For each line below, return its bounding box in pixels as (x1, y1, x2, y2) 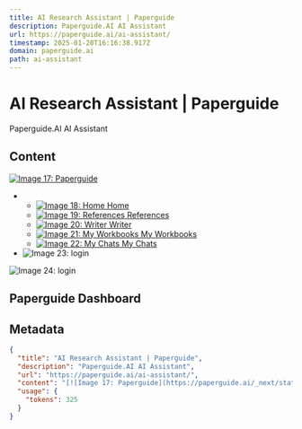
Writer (109, 219, 132, 230)
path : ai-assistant (9, 55, 83, 64)
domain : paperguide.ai (9, 47, 94, 56)
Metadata (9, 321, 65, 337)
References (127, 209, 170, 220)
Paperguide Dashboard (9, 291, 142, 306)
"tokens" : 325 (25, 396, 78, 405)
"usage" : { (17, 387, 58, 396)
